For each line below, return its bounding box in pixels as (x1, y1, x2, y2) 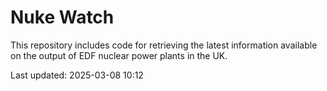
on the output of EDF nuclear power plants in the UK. (10, 49, 228, 61)
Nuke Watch (10, 6, 115, 29)
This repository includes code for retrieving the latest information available (10, 39, 318, 51)
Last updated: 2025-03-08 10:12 (10, 69, 144, 81)
